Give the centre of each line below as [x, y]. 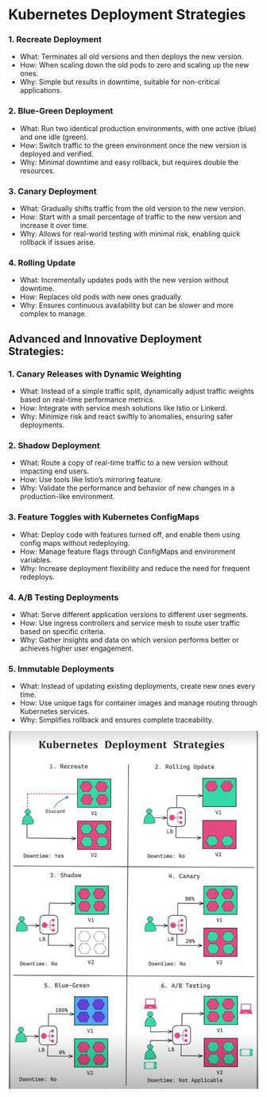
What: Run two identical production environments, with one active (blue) [138, 128]
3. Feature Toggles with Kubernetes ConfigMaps [104, 517]
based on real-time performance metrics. [87, 400]
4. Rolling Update [42, 263]
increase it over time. [54, 226]
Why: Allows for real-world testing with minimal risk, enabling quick [130, 234]
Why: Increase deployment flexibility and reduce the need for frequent [135, 568]
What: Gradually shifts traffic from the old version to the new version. [133, 209]
